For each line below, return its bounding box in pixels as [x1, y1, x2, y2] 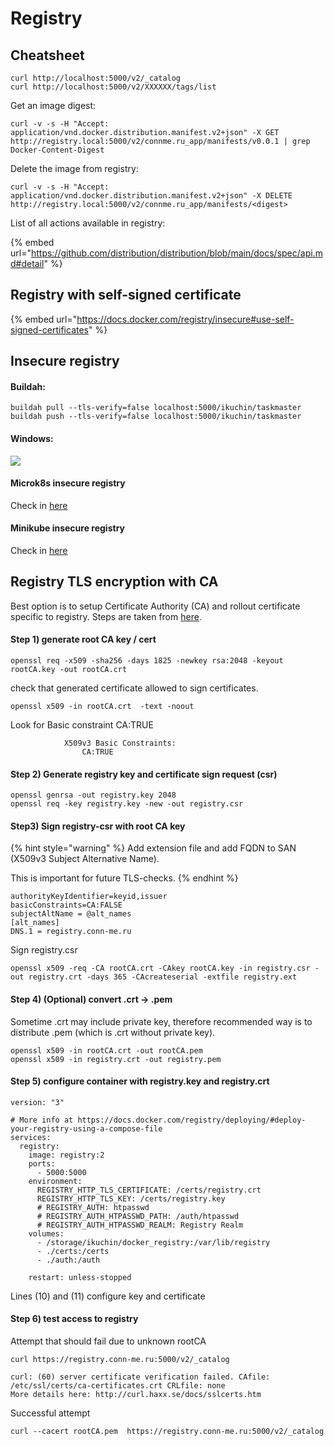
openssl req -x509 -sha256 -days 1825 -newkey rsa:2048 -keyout [10, 656, 284, 666]
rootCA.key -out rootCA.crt [10, 665, 128, 675]
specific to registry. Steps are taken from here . [10, 610, 202, 622]
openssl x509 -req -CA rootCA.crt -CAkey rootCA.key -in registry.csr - [10, 963, 320, 974]
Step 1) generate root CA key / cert [10, 633, 157, 646]
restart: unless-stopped [28, 1272, 132, 1282]
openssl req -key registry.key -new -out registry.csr [10, 799, 244, 809]
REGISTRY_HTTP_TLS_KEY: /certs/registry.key [36, 1193, 226, 1204]
